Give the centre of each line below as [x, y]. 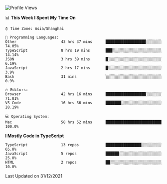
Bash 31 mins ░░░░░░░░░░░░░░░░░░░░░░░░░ [83, 77]
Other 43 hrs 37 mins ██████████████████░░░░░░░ [83, 42]
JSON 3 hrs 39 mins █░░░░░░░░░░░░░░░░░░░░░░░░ [83, 59]
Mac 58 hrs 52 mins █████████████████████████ [83, 122]
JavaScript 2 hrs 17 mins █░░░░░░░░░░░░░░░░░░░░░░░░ [83, 68]
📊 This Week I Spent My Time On [40, 18]
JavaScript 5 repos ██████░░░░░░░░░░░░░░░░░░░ [83, 154]
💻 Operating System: [27, 117]
